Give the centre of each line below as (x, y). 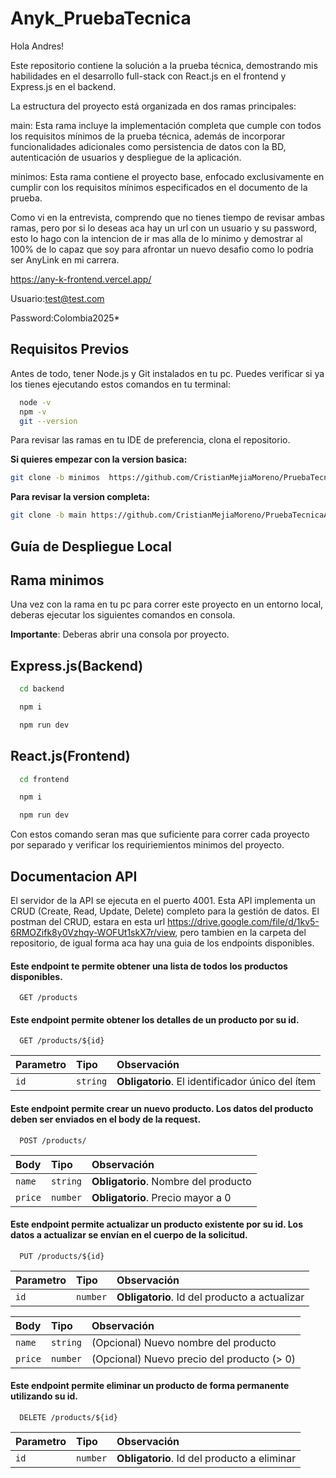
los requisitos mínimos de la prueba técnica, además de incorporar (148, 136)
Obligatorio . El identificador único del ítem (216, 1082)
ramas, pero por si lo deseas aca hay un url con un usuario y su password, (164, 228)
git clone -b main (48, 515)
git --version (48, 421)
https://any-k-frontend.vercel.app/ (81, 279)
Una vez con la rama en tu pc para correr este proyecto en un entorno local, (167, 604)
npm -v (33, 412)
